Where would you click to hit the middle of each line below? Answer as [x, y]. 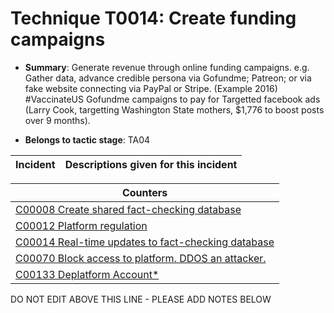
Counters [144, 192]
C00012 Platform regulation [81, 225]
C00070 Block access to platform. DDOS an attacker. [141, 258]
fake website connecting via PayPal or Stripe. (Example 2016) [151, 88]
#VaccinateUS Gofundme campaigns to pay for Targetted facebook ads [172, 99]
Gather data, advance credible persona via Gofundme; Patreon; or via [168, 78]
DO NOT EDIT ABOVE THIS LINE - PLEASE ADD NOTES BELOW [141, 299]
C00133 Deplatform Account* [87, 274]
